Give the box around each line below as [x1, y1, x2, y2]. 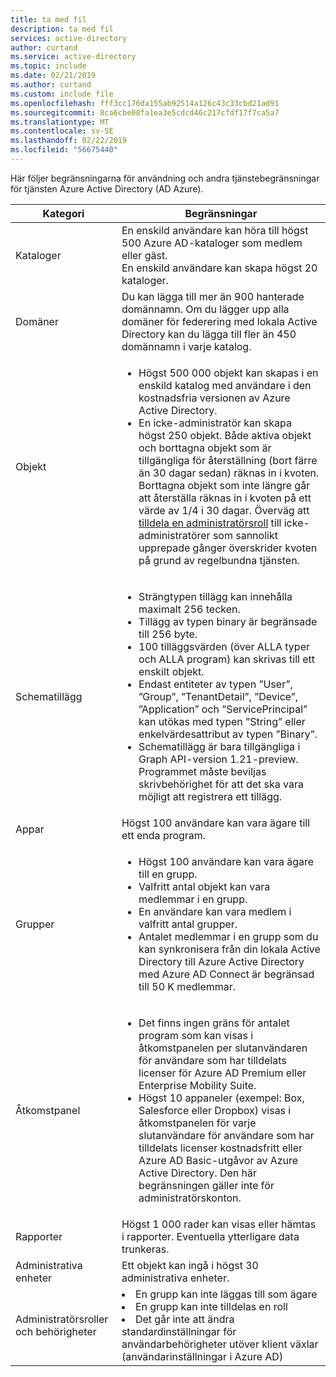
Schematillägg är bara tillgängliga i [138, 739, 301, 753]
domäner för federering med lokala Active [121, 314, 318, 328]
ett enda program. [121, 828, 207, 842]
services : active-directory [10, 33, 128, 43]
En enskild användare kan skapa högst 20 [121, 261, 318, 275]
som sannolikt [212, 528, 278, 542]
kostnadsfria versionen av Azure [138, 391, 291, 405]
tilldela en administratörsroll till [138, 516, 282, 530]
